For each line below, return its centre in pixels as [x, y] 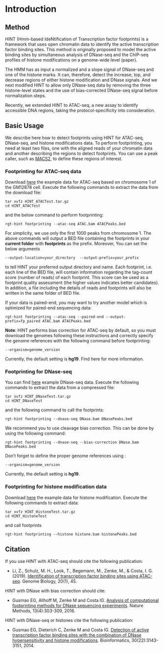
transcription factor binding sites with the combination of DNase [77, 635]
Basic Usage [24, 126]
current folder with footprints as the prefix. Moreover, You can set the [76, 244]
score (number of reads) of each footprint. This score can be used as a [77, 278]
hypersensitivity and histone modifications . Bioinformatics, [71, 640]
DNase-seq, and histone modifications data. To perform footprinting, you [79, 143]
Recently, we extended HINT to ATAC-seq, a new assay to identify [72, 105]
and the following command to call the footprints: [55, 410]
